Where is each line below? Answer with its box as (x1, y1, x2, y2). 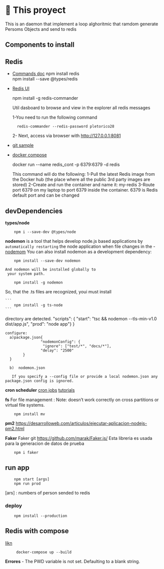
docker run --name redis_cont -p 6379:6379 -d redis (12, 161, 120, 168)
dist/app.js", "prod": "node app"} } (5, 321, 75, 327)
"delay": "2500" (40, 348, 74, 353)
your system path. (7, 271, 45, 276)
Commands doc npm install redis (12, 71, 80, 76)
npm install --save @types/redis (12, 76, 78, 82)
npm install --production (14, 513, 68, 518)
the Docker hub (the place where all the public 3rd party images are (12, 176, 151, 183)
